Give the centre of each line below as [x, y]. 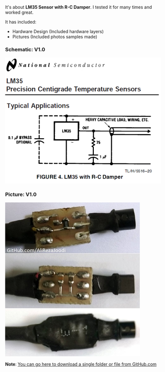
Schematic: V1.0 [25, 49]
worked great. [19, 12]
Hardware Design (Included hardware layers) [58, 31]
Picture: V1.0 [21, 194]
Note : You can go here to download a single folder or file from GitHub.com [81, 364]
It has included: [21, 22]
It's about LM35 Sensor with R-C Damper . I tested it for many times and [79, 7]
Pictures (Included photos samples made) [55, 37]
